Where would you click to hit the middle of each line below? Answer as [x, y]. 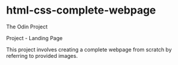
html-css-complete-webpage [81, 10]
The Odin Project [27, 27]
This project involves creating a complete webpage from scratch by [89, 49]
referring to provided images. [42, 56]
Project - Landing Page [35, 38]
